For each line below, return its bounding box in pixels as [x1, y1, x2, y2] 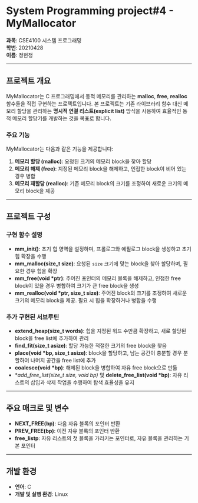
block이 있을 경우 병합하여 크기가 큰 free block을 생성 [14, 282, 139, 289]
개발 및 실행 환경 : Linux [14, 490, 68, 498]
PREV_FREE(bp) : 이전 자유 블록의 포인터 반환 [14, 427, 120, 434]
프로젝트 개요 [6, 76, 51, 86]
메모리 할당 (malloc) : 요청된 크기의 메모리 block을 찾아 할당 [14, 158, 152, 165]
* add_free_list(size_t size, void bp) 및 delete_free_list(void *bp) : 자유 [14, 372, 183, 379]
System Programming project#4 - [6, 4, 174, 18]
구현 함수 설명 [6, 231, 43, 239]
